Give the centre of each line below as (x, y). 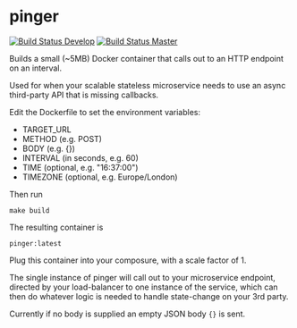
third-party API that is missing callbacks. (84, 95)
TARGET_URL (47, 129)
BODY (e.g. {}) (49, 148)
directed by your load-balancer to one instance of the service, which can (144, 287)
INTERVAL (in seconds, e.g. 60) (80, 157)
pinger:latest (36, 243)
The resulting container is (56, 227)
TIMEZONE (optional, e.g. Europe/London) (100, 177)
